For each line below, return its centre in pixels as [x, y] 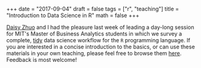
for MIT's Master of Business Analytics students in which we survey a [94, 34]
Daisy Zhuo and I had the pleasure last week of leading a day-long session [100, 27]
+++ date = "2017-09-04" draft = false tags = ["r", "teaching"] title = [93, 9]
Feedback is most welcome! [42, 60]
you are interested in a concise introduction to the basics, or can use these [100, 47]
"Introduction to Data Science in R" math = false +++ [73, 15]
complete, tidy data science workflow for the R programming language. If [98, 40]
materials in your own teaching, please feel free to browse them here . [94, 53]
